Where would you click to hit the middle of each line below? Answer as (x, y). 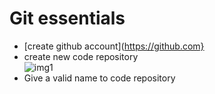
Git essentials (67, 18)
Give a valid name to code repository (99, 78)
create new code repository (81, 56)
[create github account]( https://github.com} (114, 46)
